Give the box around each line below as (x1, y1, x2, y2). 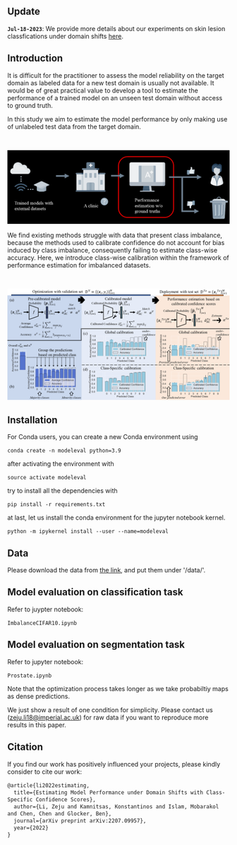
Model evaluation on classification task (7, 586, 183, 599)
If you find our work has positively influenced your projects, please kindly (7, 760, 221, 768)
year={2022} (13, 824, 49, 832)
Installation (7, 414, 58, 426)
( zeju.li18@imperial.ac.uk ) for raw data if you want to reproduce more (7, 713, 209, 721)
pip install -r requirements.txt (7, 501, 106, 508)
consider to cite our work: (7, 767, 83, 776)
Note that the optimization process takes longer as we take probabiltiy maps (7, 684, 229, 693)
